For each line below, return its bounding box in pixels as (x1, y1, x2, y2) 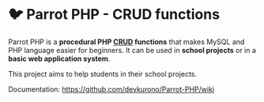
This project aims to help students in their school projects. (8, 69, 198, 78)
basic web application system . (8, 54, 111, 63)
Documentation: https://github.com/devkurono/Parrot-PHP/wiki (8, 84, 215, 94)
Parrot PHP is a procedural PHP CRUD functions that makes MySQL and (8, 36, 245, 47)
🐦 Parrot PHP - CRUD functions (8, 6, 220, 24)
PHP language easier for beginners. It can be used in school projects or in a (8, 45, 257, 55)
